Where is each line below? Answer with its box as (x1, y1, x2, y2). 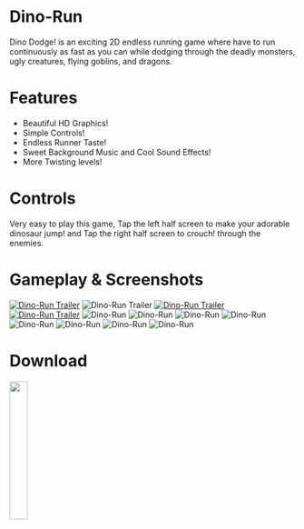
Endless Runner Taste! (22, 136, 107, 147)
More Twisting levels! (22, 156, 103, 167)
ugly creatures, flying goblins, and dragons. (9, 55, 172, 66)
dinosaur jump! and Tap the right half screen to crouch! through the (9, 227, 261, 238)
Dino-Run (9, 6, 83, 27)
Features (9, 88, 78, 108)
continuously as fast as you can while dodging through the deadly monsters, (9, 45, 296, 56)
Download (9, 350, 88, 371)
